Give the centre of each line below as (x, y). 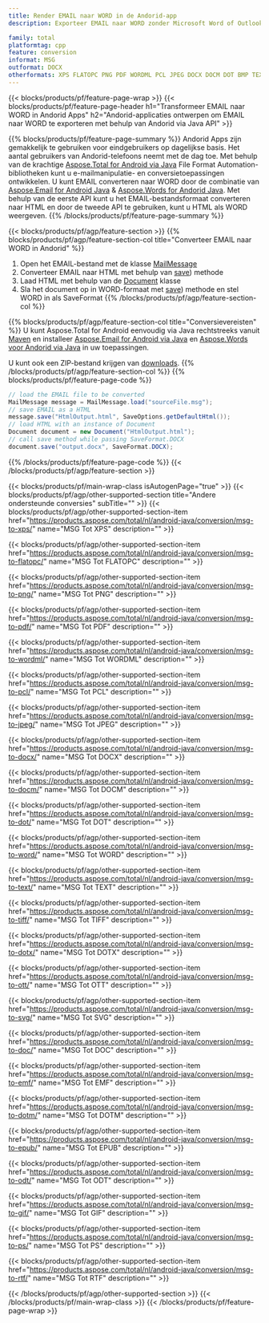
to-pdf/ (20, 626)
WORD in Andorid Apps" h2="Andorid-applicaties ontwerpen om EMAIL (126, 115)
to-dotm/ (23, 1115)
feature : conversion (43, 53)
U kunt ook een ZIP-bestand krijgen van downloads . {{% (101, 362)
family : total (32, 38)
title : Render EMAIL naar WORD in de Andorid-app (93, 16)
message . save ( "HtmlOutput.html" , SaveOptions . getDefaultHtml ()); (119, 417)
